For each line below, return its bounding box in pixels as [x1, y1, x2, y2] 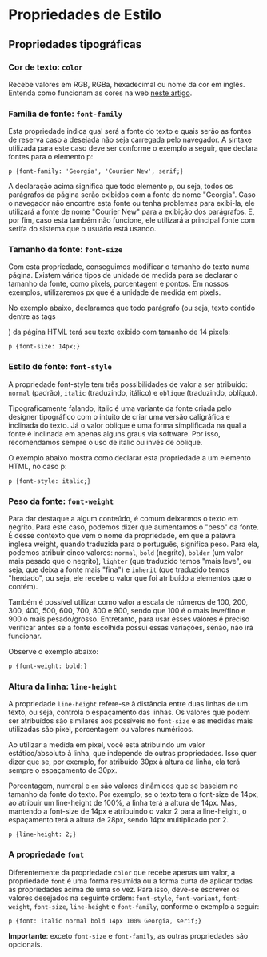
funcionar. [8, 631, 42, 641]
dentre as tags [8, 312, 56, 321]
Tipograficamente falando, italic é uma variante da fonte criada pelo [8, 403, 232, 413]
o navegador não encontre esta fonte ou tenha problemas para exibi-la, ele [8, 199, 255, 208]
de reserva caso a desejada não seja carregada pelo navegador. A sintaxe [8, 135, 253, 145]
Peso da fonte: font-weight [8, 495, 114, 506]
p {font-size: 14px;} [8, 343, 81, 351]
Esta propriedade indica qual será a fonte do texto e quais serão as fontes [8, 127, 252, 136]
